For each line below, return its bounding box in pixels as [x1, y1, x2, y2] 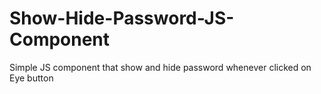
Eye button [9, 72, 54, 84]
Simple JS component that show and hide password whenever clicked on [9, 61, 312, 73]
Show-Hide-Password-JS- [9, 7, 235, 30]
